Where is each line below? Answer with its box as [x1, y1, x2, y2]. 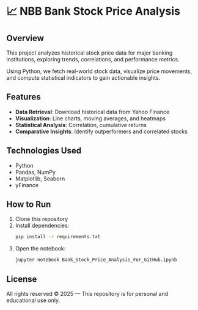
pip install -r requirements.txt [15, 234, 101, 240]
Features [6, 92, 41, 103]
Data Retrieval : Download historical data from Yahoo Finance [15, 108, 170, 115]
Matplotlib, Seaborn [15, 175, 65, 182]
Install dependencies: [15, 222, 70, 230]
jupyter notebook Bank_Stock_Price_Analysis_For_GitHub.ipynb [15, 257, 177, 263]
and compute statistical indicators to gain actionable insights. [6, 74, 161, 81]
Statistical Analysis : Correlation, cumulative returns [15, 121, 147, 128]
